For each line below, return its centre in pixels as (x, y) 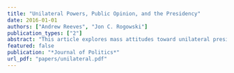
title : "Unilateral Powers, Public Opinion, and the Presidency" (104, 14)
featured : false (31, 46)
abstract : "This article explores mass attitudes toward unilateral (109, 40)
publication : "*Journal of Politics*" (63, 53)
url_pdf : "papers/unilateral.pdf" (57, 59)
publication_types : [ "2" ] (45, 33)
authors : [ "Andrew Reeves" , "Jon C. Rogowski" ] (78, 26)
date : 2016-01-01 (32, 20)
